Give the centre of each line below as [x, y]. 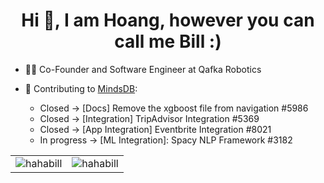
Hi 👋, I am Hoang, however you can [168, 20]
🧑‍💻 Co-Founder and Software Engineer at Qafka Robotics [143, 69]
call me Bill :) [168, 41]
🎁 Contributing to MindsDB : [81, 88]
